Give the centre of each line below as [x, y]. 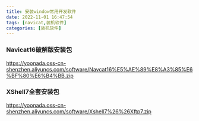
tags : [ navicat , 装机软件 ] [37, 22]
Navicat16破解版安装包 [39, 50]
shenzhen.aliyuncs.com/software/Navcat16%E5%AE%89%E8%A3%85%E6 [99, 69]
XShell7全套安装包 [33, 92]
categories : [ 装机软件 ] [34, 28]
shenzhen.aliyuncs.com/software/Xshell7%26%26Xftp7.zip [79, 111]
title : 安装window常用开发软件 [41, 12]
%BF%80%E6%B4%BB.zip [40, 76]
